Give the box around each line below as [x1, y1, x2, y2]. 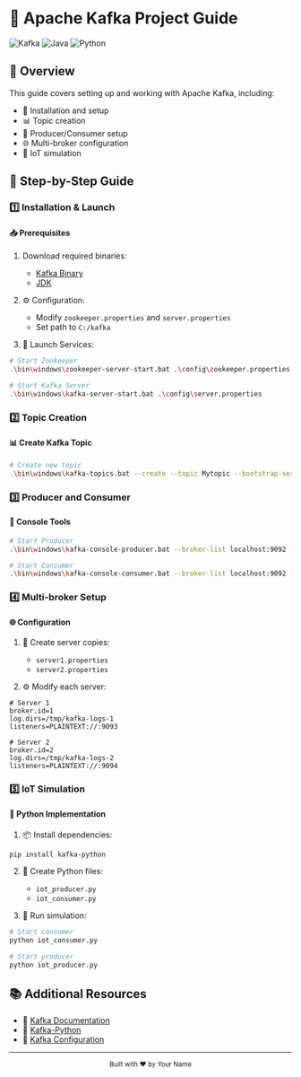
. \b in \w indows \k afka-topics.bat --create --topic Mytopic [9, 468, 230, 478]
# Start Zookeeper [9, 356, 78, 366]
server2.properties [35, 666, 109, 675]
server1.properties [35, 656, 109, 665]
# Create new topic [9, 460, 82, 469]
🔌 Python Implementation [9, 808, 106, 819]
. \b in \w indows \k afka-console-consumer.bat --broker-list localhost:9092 [9, 569, 287, 578]
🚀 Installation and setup [21, 105, 109, 116]
